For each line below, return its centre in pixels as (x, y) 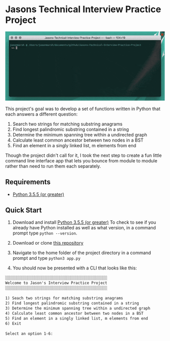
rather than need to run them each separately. (53, 166)
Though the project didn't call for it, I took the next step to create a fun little (83, 155)
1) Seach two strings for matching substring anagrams (64, 298)
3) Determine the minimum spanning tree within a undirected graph (78, 309)
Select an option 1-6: (29, 334)
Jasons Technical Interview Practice (83, 9)
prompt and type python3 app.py (47, 258)
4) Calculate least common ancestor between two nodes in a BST (74, 314)
